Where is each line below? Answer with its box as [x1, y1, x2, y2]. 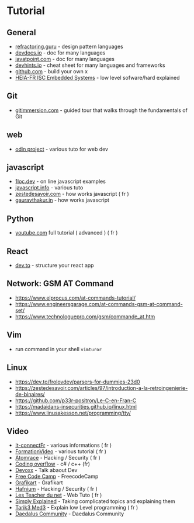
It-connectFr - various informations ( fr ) [15, 442, 112, 449]
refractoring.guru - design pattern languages [15, 43, 123, 50]
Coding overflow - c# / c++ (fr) [15, 460, 90, 467]
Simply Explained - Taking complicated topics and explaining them [15, 498, 175, 505]
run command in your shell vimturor [15, 345, 102, 352]
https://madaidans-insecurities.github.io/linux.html [15, 403, 137, 410]
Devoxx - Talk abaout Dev [15, 467, 78, 474]
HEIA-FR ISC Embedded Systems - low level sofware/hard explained [15, 74, 180, 81]
